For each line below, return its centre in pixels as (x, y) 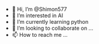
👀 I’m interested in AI (37, 15)
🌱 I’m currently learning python (50, 22)
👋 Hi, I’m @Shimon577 (39, 9)
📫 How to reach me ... (40, 35)
